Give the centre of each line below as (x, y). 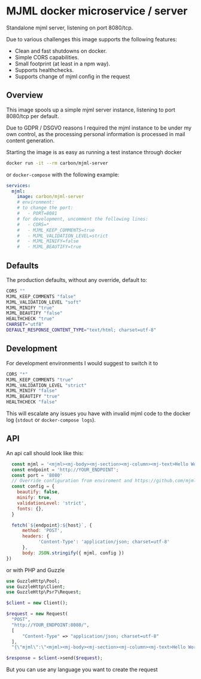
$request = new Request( (37, 614)
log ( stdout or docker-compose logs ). (51, 420)
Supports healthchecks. (44, 70)
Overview (25, 95)
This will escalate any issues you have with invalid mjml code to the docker (98, 413)
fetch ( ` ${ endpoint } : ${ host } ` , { (52, 525)
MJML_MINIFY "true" (31, 308)
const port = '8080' (37, 475)
